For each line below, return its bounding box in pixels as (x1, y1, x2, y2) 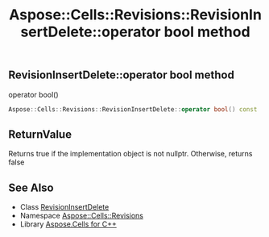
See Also (8, 181, 54, 194)
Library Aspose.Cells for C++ (19, 219, 117, 229)
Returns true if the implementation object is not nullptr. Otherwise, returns (8, 149, 253, 159)
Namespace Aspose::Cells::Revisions (19, 211, 143, 221)
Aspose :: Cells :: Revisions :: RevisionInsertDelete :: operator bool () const (8, 105, 258, 114)
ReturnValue (8, 127, 72, 141)
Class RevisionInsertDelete (19, 202, 110, 212)
